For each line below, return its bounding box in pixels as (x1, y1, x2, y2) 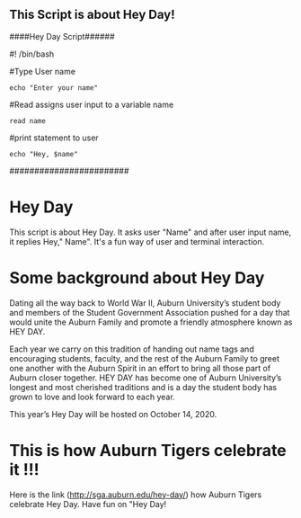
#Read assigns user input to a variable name (9, 99, 174, 110)
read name (9, 116, 47, 125)
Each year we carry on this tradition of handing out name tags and (9, 344, 254, 354)
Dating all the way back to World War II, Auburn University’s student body (9, 297, 281, 308)
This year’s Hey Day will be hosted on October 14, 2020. (9, 408, 217, 419)
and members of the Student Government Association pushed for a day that (9, 307, 290, 317)
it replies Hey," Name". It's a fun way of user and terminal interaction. (9, 236, 265, 246)
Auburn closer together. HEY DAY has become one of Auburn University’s (9, 372, 282, 383)
